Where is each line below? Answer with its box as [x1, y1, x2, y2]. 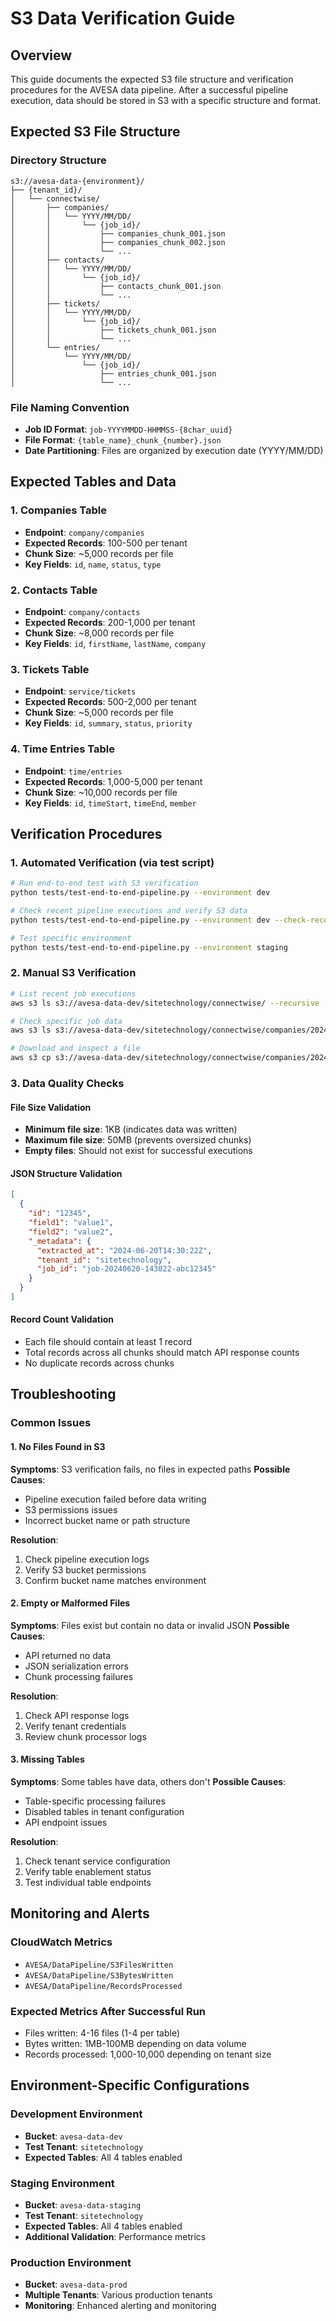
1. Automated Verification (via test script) [10, 855, 215, 869]
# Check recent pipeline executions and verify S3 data [10, 906, 248, 916]
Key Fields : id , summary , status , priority [24, 717, 193, 729]
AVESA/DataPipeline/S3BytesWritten [24, 1970, 174, 1981]
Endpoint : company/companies [24, 526, 145, 538]
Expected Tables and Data [10, 473, 177, 491]
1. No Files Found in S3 [10, 1440, 106, 1452]
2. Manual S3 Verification [10, 966, 137, 980]
